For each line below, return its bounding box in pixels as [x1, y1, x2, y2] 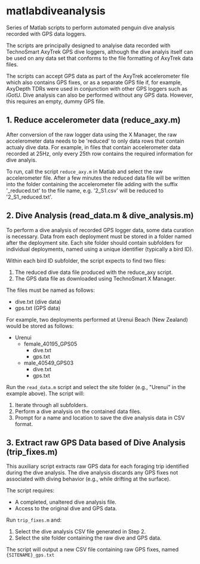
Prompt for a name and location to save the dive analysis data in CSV [14, 414, 185, 421]
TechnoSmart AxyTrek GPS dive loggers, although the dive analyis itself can [6, 48, 193, 55]
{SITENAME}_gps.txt [6, 552, 55, 559]
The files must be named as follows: [6, 286, 96, 294]
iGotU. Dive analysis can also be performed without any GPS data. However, [6, 91, 193, 98]
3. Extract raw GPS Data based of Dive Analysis [6, 437, 186, 448]
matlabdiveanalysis [6, 4, 106, 18]
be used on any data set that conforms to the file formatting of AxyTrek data [6, 54, 193, 61]
